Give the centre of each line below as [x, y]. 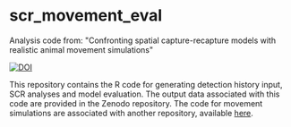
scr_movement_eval [86, 16]
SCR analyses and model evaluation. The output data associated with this [145, 94]
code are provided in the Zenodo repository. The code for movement [136, 103]
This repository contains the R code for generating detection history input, [146, 84]
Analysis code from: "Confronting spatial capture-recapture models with [142, 40]
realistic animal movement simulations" [81, 49]
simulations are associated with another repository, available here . [131, 113]
